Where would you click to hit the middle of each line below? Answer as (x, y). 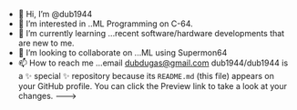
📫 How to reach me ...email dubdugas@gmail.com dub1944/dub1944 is (153, 63)
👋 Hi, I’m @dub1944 (55, 14)
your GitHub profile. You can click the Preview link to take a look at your (152, 86)
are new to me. (46, 43)
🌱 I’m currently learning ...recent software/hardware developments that (151, 33)
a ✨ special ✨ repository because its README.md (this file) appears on (146, 76)
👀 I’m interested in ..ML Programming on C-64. (105, 24)
